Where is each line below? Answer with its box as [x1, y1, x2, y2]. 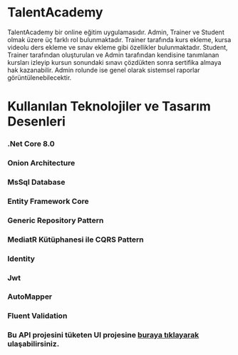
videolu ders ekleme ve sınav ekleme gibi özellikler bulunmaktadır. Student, [7, 43, 228, 51]
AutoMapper [7, 292, 53, 302]
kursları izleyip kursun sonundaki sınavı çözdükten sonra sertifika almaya [7, 58, 222, 66]
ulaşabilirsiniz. [7, 339, 60, 349]
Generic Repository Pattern [7, 215, 104, 225]
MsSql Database [7, 177, 66, 187]
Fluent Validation [7, 311, 68, 321]
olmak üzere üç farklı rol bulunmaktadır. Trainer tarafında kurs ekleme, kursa [7, 35, 232, 43]
